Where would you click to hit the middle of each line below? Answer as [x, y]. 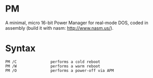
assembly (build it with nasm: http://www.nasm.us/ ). [59, 28]
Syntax [20, 49]
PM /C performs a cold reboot [53, 62]
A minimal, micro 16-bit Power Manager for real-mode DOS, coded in [77, 23]
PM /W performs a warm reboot [53, 66]
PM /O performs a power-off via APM [60, 70]
